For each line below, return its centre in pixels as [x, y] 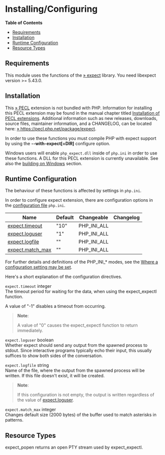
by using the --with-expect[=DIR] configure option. [58, 143]
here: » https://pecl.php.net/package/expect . [51, 128]
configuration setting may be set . [39, 267]
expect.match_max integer [31, 410]
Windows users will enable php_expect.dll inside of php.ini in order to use [81, 153]
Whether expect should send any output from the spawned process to [76, 345]
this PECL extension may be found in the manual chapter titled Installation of [82, 113]
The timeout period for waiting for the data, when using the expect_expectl [81, 292]
